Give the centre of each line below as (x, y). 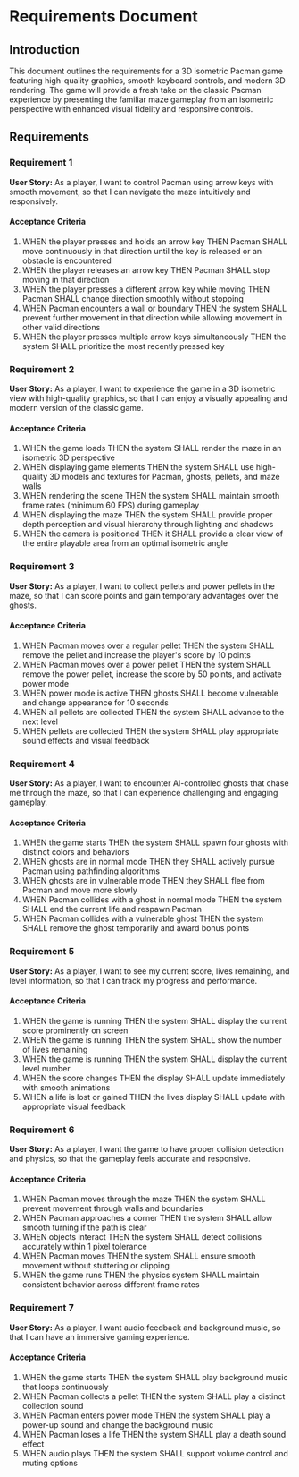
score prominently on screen (75, 1030)
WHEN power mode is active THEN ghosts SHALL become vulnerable (150, 693)
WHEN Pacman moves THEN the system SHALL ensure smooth (139, 1256)
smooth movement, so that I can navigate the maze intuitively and (130, 192)
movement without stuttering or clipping (96, 1266)
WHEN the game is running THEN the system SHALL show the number (152, 1039)
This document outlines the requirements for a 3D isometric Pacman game (146, 71)
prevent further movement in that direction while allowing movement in (152, 317)
